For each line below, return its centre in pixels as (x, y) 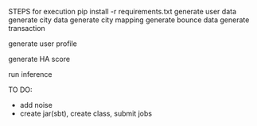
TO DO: (21, 90)
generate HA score (39, 59)
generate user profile (43, 44)
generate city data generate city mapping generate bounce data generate (129, 20)
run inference (30, 74)
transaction (27, 28)
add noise (36, 105)
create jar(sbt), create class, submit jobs (86, 113)
